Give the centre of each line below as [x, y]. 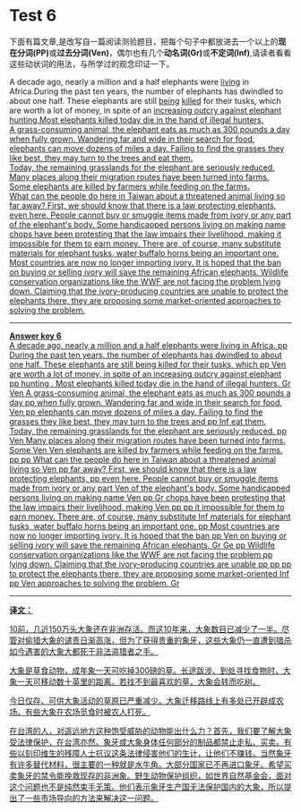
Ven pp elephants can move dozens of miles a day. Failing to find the [136, 412]
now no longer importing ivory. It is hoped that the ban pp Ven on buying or [148, 535]
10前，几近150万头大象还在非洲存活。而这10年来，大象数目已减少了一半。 [146, 628]
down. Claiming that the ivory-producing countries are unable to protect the [149, 291]
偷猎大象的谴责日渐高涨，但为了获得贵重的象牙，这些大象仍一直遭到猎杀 [158, 640]
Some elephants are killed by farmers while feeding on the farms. [130, 186]
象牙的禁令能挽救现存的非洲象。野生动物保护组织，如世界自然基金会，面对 [154, 775]
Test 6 [33, 16]
